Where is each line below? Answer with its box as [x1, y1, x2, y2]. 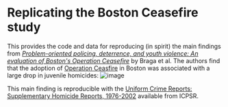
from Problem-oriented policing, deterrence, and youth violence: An [7, 49, 199, 58]
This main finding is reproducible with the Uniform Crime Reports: [7, 84, 192, 93]
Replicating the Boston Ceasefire [7, 5, 199, 21]
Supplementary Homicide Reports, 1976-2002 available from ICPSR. [7, 91, 199, 100]
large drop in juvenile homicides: [7, 71, 99, 80]
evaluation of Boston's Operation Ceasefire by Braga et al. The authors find [7, 56, 220, 64]
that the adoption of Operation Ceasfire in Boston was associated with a [7, 64, 210, 72]
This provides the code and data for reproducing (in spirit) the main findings [7, 42, 221, 50]
